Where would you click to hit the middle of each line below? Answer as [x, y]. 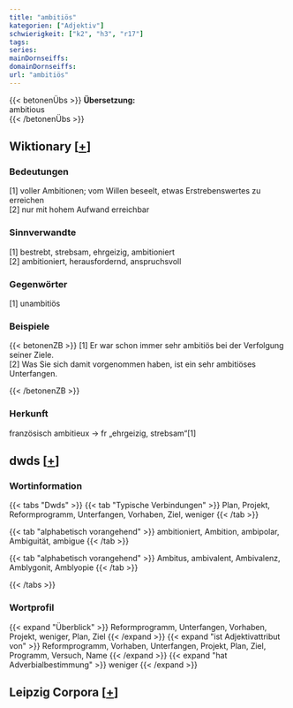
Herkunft [29, 414]
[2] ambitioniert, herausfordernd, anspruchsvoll [95, 261]
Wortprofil [32, 608]
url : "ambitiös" [39, 75]
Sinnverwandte [43, 232]
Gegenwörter [38, 284]
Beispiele [30, 326]
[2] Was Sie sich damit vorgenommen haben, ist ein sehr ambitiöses [132, 364]
